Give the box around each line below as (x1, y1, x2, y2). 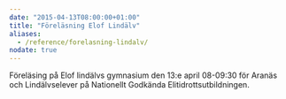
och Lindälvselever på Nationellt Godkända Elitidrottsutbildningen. (9, 80, 250, 90)
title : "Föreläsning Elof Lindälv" (9, 21, 141, 30)
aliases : (9, 29, 42, 38)
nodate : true (9, 46, 58, 55)
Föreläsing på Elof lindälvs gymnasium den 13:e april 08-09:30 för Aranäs (9, 70, 277, 80)
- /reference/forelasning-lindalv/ (17, 37, 149, 47)
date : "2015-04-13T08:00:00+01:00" (9, 12, 141, 22)
